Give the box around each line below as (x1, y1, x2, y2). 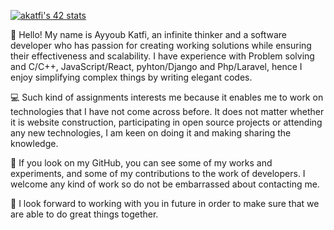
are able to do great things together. (10, 208, 159, 220)
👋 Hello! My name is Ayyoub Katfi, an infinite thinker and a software (10, 29, 287, 40)
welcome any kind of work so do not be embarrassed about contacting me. (10, 178, 320, 190)
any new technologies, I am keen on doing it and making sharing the (10, 127, 292, 139)
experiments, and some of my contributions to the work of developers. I (10, 168, 306, 179)
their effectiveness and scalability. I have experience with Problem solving (10, 50, 315, 62)
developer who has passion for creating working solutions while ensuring (10, 40, 312, 51)
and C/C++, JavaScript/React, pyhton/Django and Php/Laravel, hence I (10, 61, 303, 72)
